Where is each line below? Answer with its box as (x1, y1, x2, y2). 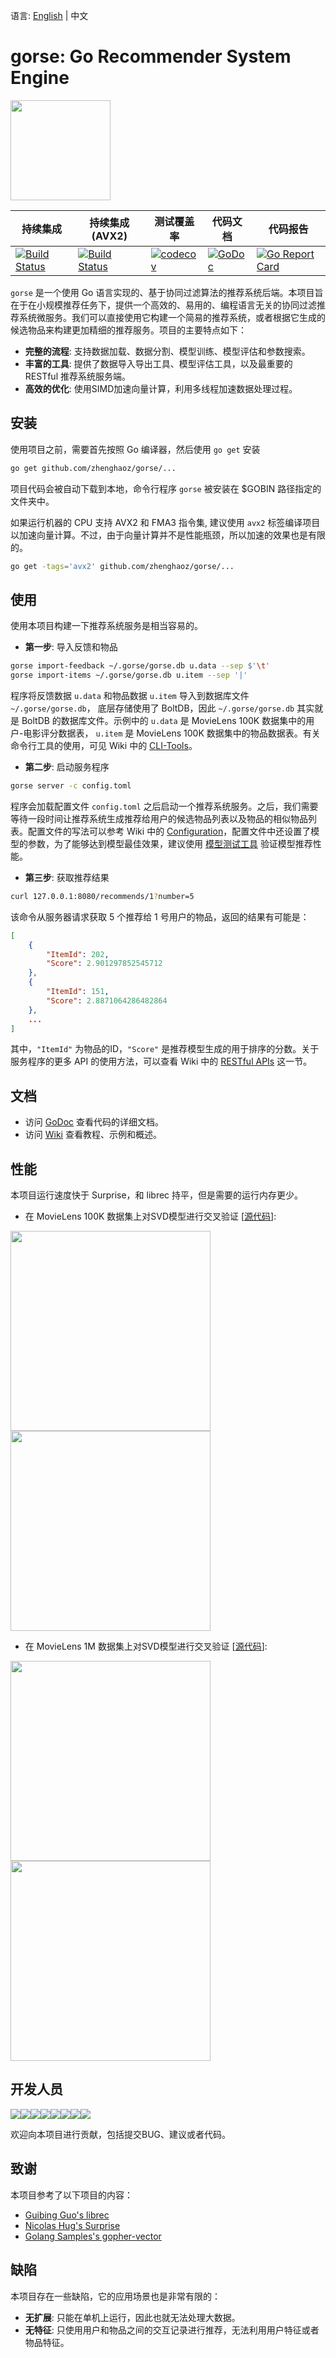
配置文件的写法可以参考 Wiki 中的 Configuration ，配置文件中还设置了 (27, 825, 312, 837)
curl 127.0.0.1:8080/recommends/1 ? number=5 (10, 891, 195, 901)
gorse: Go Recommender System (10, 45, 292, 68)
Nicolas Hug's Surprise (24, 2219, 121, 2231)
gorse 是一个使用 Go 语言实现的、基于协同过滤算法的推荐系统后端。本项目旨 (10, 286, 324, 298)
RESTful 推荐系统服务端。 (24, 370, 131, 382)
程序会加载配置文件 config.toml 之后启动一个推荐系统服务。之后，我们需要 (10, 800, 319, 812)
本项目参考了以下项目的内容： (10, 2189, 133, 2201)
